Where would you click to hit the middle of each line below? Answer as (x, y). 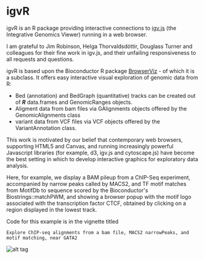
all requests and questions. (40, 59)
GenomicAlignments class (48, 115)
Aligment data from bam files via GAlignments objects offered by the (101, 108)
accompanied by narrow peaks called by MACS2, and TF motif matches (97, 184)
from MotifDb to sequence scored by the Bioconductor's (77, 190)
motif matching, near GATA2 (42, 238)
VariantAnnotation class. (46, 128)
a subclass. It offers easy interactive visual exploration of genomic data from (102, 77)
